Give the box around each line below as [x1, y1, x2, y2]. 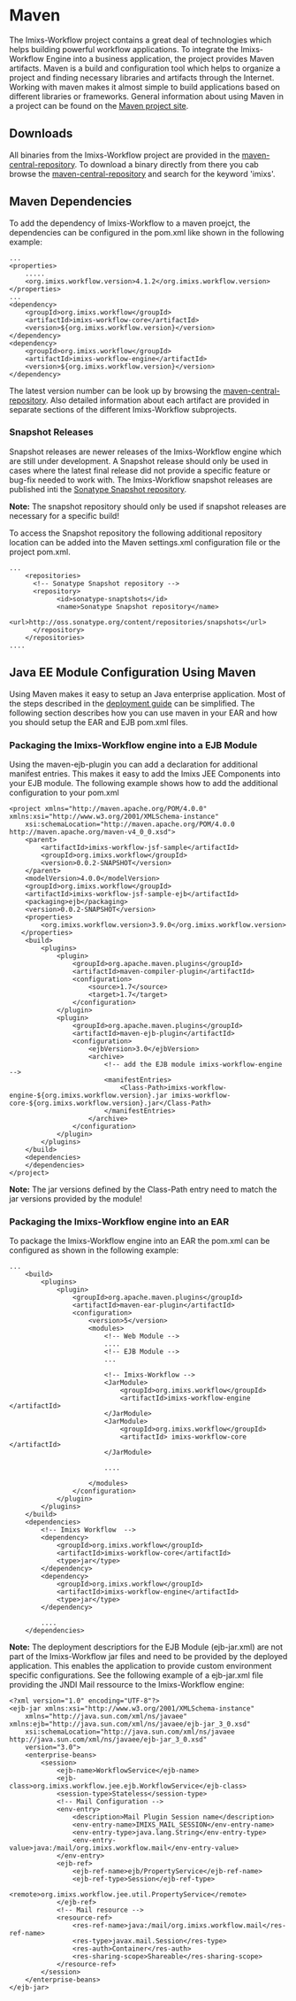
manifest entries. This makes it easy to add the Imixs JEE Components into [9, 768, 281, 779]
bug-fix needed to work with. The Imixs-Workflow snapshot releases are [9, 475, 273, 485]
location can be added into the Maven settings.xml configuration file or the [9, 537, 281, 547]
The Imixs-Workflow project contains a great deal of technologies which [9, 35, 272, 45]
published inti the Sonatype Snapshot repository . [9, 483, 187, 494]
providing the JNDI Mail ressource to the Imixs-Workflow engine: [9, 1680, 245, 1690]
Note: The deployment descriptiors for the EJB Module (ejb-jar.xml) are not [9, 1642, 283, 1652]
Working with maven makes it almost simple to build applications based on [9, 81, 281, 92]
